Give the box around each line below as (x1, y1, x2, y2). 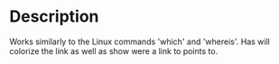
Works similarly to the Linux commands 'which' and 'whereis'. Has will (9, 36, 271, 47)
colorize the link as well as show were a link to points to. (9, 45, 219, 56)
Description (9, 6, 99, 27)
